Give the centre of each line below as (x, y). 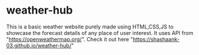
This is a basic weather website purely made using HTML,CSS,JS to (90, 27)
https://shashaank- (156, 39)
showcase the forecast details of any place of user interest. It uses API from (100, 33)
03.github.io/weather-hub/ (39, 46)
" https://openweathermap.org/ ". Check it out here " (70, 39)
